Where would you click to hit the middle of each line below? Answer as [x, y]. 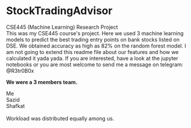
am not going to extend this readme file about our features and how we [92, 52]
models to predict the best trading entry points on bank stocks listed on [93, 39]
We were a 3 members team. [42, 82]
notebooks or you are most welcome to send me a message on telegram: [95, 64]
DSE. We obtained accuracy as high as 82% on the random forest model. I [96, 46]
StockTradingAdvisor [60, 11]
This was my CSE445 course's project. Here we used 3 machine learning [95, 33]
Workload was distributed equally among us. [60, 118]
